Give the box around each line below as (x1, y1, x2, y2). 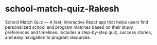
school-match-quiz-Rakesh (5, 3, 120, 14)
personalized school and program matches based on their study (5, 24, 134, 30)
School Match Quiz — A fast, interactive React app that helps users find (5, 19, 149, 25)
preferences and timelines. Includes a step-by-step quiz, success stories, (5, 29, 152, 35)
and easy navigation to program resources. (5, 34, 91, 40)
